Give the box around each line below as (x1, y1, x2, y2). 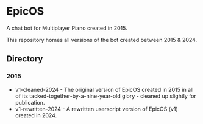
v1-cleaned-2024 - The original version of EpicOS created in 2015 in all (15, 86, 194, 93)
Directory (6, 53, 43, 64)
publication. (15, 98, 45, 106)
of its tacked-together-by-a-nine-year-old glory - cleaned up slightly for (15, 92, 197, 100)
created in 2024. (15, 111, 57, 119)
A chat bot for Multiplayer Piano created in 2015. (6, 24, 127, 32)
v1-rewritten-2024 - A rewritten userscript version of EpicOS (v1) (15, 105, 178, 112)
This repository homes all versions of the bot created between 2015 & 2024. (6, 36, 198, 43)
